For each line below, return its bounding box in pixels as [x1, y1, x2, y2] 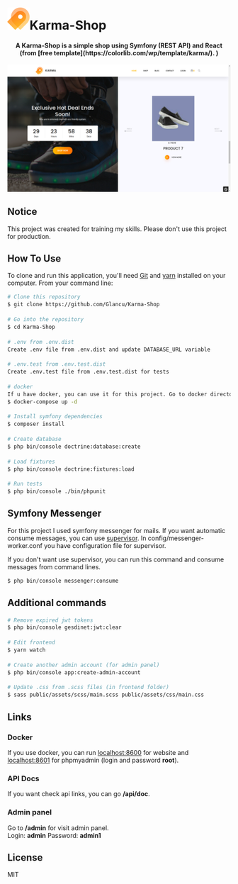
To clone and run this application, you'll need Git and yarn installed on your [7, 272, 226, 280]
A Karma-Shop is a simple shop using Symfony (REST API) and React [15, 41, 223, 50]
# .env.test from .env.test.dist [7, 361, 106, 368]
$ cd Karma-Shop [7, 323, 55, 330]
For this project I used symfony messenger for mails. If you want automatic [7, 526, 226, 535]
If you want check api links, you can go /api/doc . [7, 790, 150, 798]
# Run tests [7, 481, 42, 488]
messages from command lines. [7, 562, 101, 571]
